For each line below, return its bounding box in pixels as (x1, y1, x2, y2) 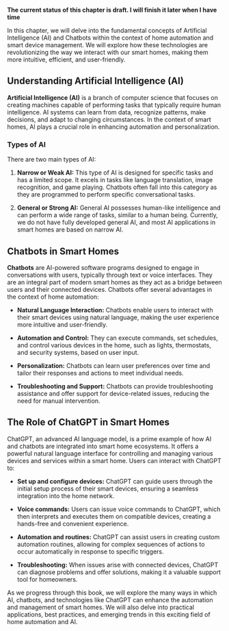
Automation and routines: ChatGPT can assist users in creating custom (16, 532, 220, 541)
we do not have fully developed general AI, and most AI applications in (16, 219, 216, 227)
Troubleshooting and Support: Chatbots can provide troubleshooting (16, 382, 213, 390)
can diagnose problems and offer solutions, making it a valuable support (16, 568, 221, 576)
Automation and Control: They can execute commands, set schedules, (16, 334, 219, 342)
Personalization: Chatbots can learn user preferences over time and (16, 361, 211, 369)
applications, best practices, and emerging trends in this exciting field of (7, 610, 211, 619)
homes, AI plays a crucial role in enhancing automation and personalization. (7, 123, 220, 131)
